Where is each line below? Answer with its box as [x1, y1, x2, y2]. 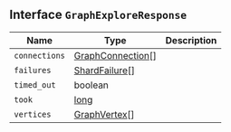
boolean [73, 79, 109, 91]
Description [165, 33, 217, 46]
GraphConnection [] [73, 49, 157, 61]
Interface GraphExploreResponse [9, 7, 188, 23]
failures [14, 65, 52, 75]
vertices [14, 108, 52, 119]
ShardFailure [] [73, 63, 136, 76]
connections [14, 50, 66, 61]
